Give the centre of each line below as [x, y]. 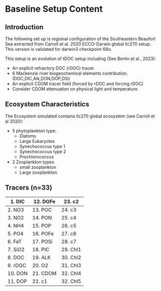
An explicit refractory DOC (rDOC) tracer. [53, 68]
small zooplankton [38, 167]
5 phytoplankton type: [34, 131]
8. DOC [16, 257]
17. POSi [42, 242]
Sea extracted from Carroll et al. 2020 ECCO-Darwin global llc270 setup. [78, 44]
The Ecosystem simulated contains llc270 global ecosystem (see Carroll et [80, 116]
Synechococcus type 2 [43, 151]
